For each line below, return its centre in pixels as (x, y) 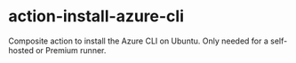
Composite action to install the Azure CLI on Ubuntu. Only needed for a (138, 41)
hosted (21, 50)
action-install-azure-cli (96, 16)
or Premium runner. (71, 50)
